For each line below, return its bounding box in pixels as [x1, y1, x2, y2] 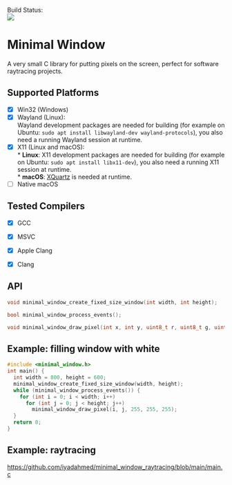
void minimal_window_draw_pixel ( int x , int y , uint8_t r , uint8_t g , [7, 324, 212, 330]
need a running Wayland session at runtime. [17, 135, 143, 143]
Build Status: [7, 6, 43, 14]
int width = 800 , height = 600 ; [13, 374, 107, 382]
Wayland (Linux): [17, 113, 66, 121]
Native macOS [17, 179, 59, 188]
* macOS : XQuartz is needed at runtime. [17, 172, 133, 181]
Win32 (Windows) [17, 105, 69, 113]
